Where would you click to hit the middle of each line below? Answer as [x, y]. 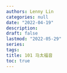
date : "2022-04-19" [30, 22]
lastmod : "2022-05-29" [34, 39]
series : [16, 45]
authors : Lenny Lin [30, 11]
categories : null [27, 17]
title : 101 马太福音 [29, 55]
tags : [13, 50]
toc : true [18, 61]
